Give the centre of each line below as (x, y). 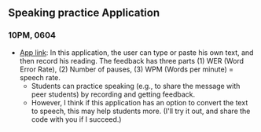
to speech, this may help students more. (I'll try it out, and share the (141, 111)
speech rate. (40, 77)
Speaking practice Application (84, 13)
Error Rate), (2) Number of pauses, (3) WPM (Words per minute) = (127, 69)
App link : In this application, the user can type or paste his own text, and (136, 52)
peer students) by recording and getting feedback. (113, 94)
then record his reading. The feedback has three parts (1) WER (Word (132, 60)
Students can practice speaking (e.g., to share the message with (136, 86)
